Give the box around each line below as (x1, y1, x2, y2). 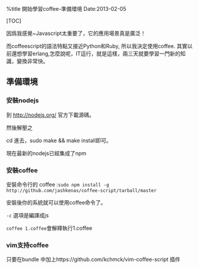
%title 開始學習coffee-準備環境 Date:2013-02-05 (6, 5, 126, 12)
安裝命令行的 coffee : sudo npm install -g (6, 181, 110, 188)
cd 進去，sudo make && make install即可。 (6, 137, 112, 144)
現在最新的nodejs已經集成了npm (6, 149, 87, 156)
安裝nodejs (6, 96, 39, 105)
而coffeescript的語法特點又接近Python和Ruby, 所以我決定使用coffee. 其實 (6, 43, 188, 49)
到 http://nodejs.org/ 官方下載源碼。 (6, 111, 95, 119)
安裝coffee (6, 166, 38, 175)
